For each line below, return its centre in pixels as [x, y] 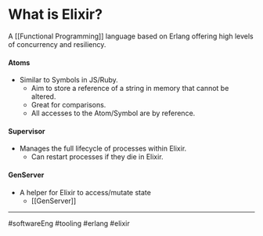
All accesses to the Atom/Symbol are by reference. [113, 113]
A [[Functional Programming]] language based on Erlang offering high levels [131, 36]
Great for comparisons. [68, 105]
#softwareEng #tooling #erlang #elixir [69, 223]
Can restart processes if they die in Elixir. [97, 157]
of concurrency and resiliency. [57, 44]
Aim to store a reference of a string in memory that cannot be [130, 89]
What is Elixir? [56, 15]
